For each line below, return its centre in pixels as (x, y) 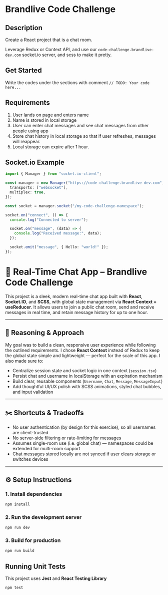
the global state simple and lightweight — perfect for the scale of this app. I (83, 355)
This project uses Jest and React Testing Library (56, 578)
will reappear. (26, 141)
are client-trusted (30, 433)
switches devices (30, 459)
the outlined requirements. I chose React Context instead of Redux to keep (82, 350)
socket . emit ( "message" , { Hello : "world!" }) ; (59, 247)
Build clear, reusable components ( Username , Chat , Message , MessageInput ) (87, 381)
